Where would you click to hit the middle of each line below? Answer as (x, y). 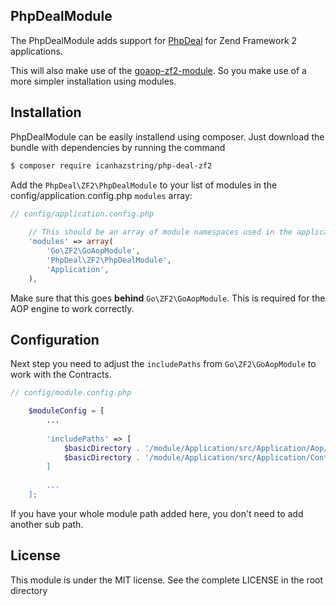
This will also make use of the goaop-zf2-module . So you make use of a (158, 70)
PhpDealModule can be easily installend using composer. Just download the (167, 136)
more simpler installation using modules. (93, 81)
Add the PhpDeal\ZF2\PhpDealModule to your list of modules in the (144, 185)
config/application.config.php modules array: (101, 195)
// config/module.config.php (71, 393)
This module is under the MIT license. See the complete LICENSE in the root (167, 580)
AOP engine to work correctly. (72, 308)
